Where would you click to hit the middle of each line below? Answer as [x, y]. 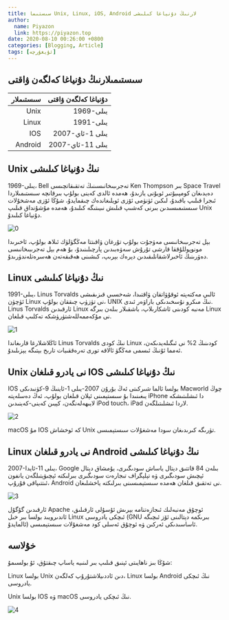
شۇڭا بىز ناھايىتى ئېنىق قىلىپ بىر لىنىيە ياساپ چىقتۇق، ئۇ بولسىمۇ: [90, 562]
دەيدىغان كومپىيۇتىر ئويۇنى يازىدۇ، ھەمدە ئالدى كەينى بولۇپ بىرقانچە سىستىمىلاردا [111, 193]
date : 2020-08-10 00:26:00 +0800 [56, 39]
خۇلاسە [22, 546]
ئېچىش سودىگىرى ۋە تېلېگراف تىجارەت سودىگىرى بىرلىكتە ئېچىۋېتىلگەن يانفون [106, 475]
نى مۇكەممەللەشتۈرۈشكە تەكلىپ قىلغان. [60, 316]
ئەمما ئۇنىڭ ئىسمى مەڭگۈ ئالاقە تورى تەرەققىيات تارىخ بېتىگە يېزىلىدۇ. [95, 350]
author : [19, 20]
